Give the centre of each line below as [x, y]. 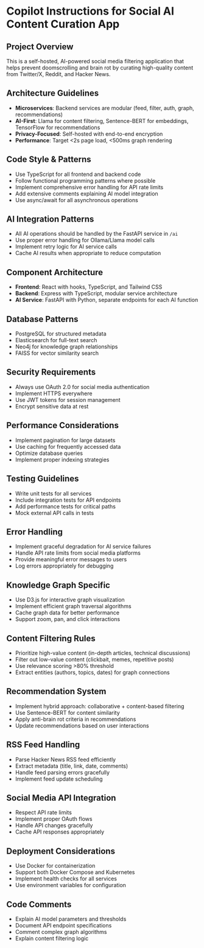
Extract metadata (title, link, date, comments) [72, 766]
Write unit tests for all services [53, 493]
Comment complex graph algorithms [61, 932]
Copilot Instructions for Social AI [90, 11]
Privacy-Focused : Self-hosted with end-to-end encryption [89, 134]
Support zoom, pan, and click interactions [68, 619]
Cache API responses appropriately [60, 832]
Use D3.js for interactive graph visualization [70, 600]
